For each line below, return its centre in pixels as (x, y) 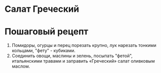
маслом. (21, 66)
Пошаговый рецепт (46, 32)
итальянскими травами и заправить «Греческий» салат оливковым (83, 61)
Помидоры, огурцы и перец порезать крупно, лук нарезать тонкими (84, 45)
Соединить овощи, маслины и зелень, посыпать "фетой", (72, 56)
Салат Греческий (42, 9)
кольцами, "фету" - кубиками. (43, 51)
